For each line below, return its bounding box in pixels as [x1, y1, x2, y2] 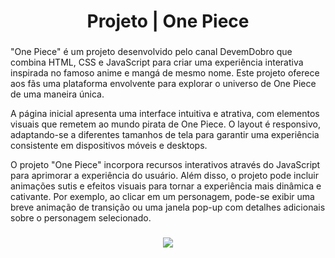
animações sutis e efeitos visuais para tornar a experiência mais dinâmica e [10, 180, 322, 192]
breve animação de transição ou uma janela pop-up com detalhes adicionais [10, 201, 326, 214]
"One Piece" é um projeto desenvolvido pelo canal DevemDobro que [10, 46, 293, 58]
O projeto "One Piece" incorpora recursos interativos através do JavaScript [10, 159, 321, 171]
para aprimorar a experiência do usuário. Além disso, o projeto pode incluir [10, 170, 320, 182]
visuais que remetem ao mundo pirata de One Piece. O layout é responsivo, [10, 118, 321, 130]
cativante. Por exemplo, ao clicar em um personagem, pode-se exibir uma [10, 191, 315, 203]
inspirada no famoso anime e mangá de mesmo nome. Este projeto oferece [10, 67, 320, 79]
